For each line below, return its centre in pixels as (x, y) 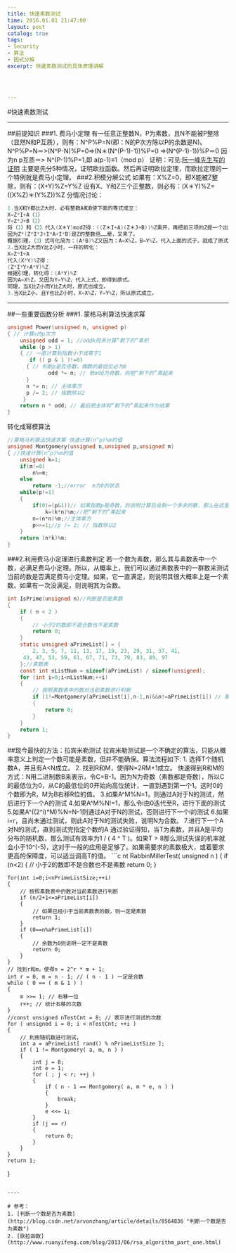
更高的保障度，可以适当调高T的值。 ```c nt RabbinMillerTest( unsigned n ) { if (118, 856)
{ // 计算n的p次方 (32, 334)
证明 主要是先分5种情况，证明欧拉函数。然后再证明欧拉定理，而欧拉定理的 (115, 168)
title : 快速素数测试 (34, 14)
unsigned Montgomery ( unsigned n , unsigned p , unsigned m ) (91, 447)
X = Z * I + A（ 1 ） (25, 215)
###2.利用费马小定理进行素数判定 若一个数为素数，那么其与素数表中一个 (112, 559)
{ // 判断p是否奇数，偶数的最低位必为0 (76, 367)
